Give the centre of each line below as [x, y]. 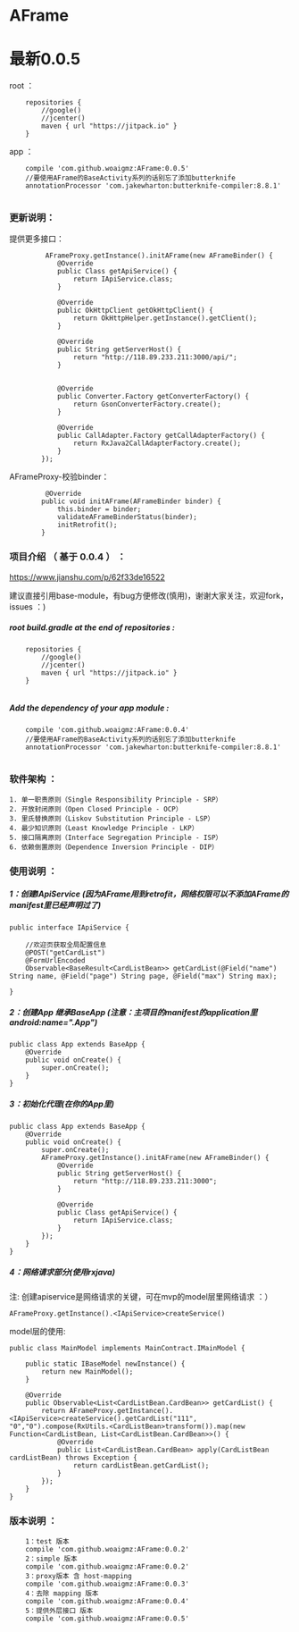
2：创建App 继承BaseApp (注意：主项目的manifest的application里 [133, 1013]
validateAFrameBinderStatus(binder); [127, 517]
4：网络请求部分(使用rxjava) [62, 1272]
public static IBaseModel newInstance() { [105, 1364]
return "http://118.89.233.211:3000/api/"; [155, 358]
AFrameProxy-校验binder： [59, 477]
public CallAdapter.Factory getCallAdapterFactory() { [161, 436]
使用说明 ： [33, 871]
